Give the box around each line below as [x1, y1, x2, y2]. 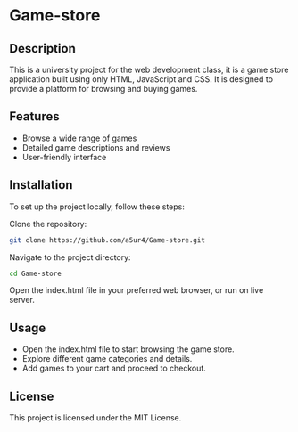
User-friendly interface [21, 151, 107, 162]
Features [9, 109, 60, 125]
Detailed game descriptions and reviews [21, 142, 170, 152]
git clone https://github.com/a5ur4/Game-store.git [9, 235, 205, 245]
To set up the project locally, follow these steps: [9, 201, 186, 212]
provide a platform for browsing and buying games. [9, 84, 198, 94]
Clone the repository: [9, 218, 87, 229]
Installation [9, 177, 73, 192]
